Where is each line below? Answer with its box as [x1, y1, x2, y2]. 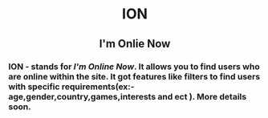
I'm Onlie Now [99, 37, 171, 51]
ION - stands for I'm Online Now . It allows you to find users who [8, 61, 260, 72]
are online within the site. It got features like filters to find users [8, 71, 261, 82]
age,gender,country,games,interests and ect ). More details [8, 91, 247, 102]
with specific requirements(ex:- [8, 81, 135, 92]
